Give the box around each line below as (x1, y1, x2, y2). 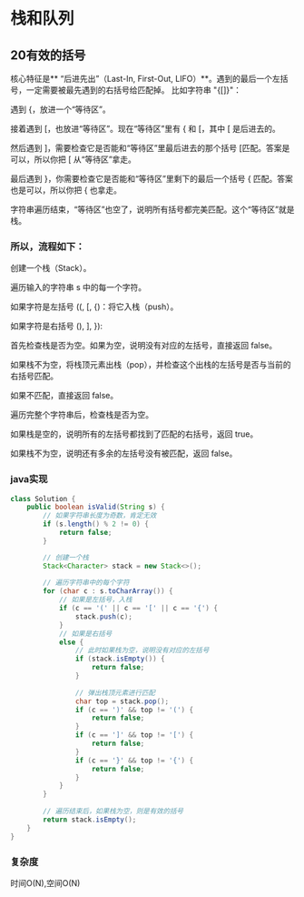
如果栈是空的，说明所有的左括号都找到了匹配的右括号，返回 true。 (10, 428, 259, 439)
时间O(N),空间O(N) (10, 877, 81, 888)
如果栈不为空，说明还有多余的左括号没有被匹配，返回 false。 (10, 448, 238, 459)
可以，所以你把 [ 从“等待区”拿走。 (10, 154, 137, 165)
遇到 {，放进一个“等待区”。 (10, 104, 112, 115)
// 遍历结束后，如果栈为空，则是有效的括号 (43, 807, 184, 816)
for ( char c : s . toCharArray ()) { (43, 587, 173, 596)
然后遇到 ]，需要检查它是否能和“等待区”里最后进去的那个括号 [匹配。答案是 (10, 143, 290, 153)
